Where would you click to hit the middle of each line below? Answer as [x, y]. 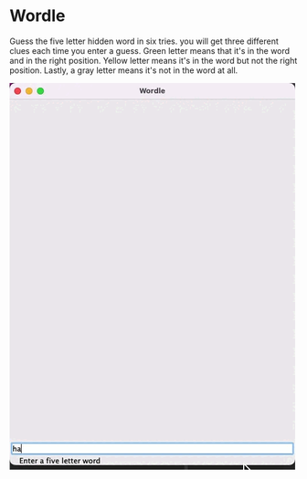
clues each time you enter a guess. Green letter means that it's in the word [150, 50]
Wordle [37, 16]
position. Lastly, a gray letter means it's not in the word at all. [124, 70]
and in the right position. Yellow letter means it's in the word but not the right [153, 60]
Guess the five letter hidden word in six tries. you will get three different [144, 41]
